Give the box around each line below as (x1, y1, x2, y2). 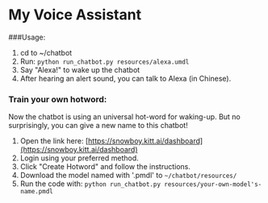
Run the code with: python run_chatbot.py (19, 179, 161, 188)
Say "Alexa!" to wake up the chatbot (19, 64, 140, 74)
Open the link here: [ (19, 136, 89, 146)
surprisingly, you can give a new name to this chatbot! (8, 121, 188, 130)
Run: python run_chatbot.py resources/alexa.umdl (19, 56, 190, 66)
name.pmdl (19, 188, 54, 196)
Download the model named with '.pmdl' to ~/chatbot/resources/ (19, 171, 237, 180)
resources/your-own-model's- (164, 180, 262, 188)
